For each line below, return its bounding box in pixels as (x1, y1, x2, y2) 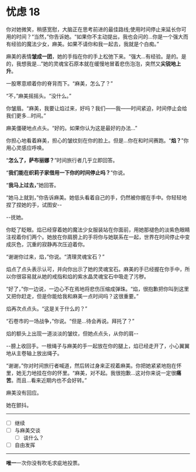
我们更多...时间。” (6, 112, 47, 119)
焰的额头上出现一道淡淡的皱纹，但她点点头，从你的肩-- (6, 330, 139, 337)
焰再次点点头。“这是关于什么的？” (6, 305, 87, 312)
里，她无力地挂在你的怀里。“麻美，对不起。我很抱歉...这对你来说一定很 (6, 369, 177, 376)
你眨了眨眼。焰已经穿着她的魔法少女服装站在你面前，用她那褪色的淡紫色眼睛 (6, 226, 190, 233)
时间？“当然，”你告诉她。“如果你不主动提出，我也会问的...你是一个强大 (16, 33, 184, 40)
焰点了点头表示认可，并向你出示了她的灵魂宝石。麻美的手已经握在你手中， (6, 266, 185, 273)
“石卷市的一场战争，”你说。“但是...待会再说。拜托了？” (6, 317, 135, 325)
